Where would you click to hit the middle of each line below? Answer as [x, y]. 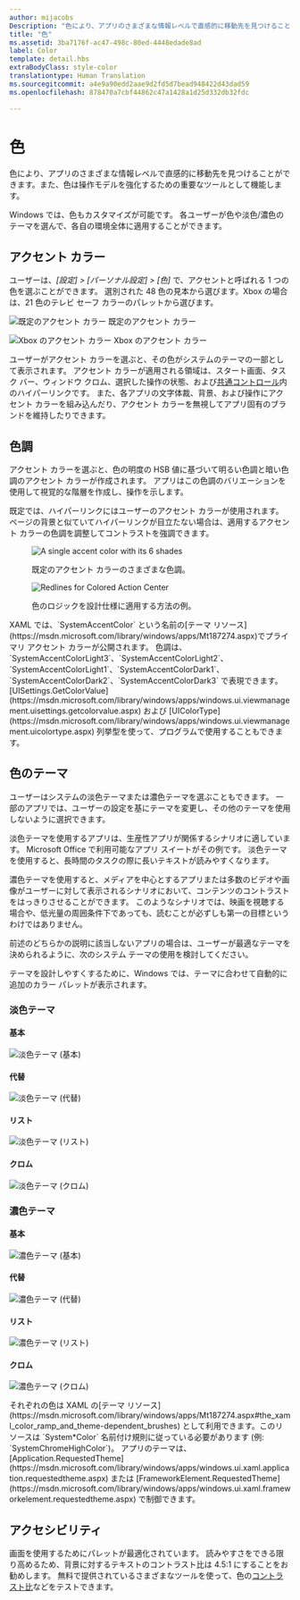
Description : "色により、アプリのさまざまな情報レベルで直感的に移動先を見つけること [150, 26]
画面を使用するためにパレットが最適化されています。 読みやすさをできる [143, 1554]
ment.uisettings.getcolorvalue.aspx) [75, 711]
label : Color [33, 51]
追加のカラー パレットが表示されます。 [80, 984]
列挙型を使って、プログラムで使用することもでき [186, 732]
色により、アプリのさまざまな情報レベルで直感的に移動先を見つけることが [146, 173]
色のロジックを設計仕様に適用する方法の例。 [114, 606]
